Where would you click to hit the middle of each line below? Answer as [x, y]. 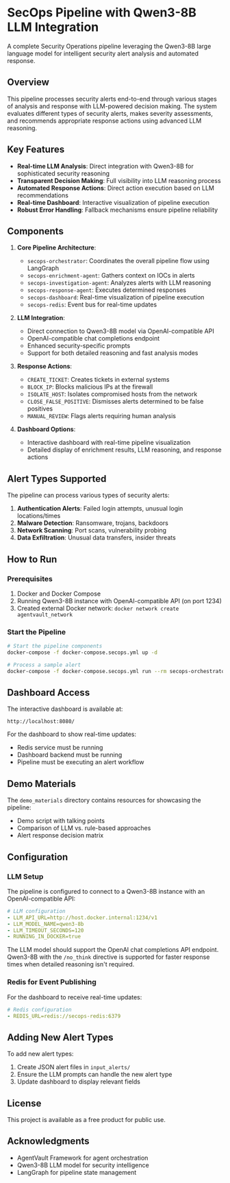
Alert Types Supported [57, 479]
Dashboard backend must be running [69, 755]
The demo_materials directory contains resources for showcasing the [104, 801]
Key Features [36, 150]
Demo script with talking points [61, 821]
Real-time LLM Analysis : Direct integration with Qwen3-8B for [105, 166]
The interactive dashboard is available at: [65, 709]
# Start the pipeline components [55, 646]
